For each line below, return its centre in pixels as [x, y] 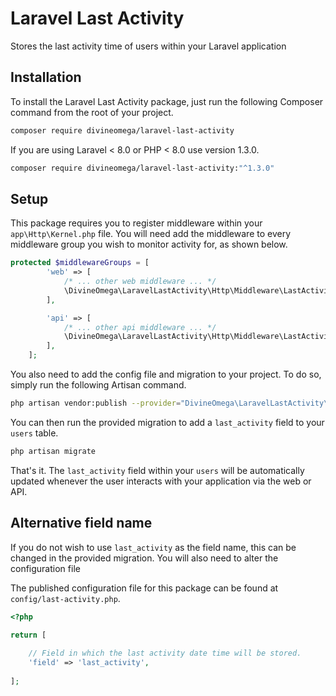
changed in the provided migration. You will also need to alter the [144, 558]
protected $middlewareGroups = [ [80, 263]
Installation [46, 77]
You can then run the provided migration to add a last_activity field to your [167, 422]
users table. [34, 433]
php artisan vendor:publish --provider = [96, 403]
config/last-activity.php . [65, 598]
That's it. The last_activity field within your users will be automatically [157, 470]
